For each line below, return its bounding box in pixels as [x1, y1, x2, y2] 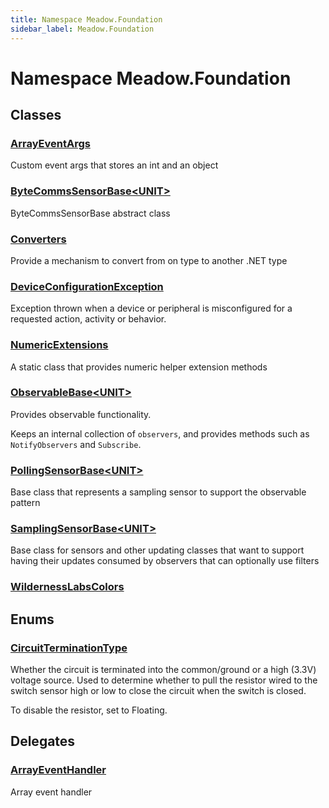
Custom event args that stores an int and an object [10, 159, 219, 171]
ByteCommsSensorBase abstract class [10, 207, 171, 219]
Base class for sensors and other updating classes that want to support [10, 544, 305, 556]
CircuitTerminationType [10, 641, 128, 655]
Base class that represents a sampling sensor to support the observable [10, 486, 307, 498]
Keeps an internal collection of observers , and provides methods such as [10, 427, 310, 440]
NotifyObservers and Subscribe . [10, 438, 142, 450]
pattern [10, 497, 41, 509]
